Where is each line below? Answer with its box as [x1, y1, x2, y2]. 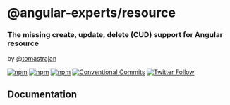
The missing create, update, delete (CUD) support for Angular [7, 30, 224, 40]
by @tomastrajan [7, 55, 57, 63]
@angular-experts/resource [7, 5, 176, 21]
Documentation [7, 88, 78, 100]
